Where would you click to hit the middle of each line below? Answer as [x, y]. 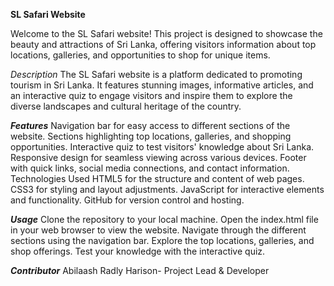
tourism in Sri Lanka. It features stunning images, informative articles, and [162, 85]
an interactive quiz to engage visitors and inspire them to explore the [151, 95]
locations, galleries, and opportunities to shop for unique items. [140, 55]
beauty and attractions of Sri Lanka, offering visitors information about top [163, 44]
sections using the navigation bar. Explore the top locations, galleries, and [162, 240]
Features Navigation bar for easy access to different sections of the [150, 125]
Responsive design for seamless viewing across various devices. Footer [158, 157]
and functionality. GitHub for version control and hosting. [127, 200]
